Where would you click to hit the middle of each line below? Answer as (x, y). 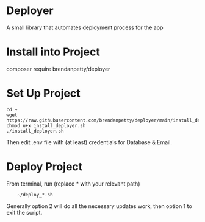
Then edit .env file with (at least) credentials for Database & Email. (89, 142)
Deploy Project (45, 167)
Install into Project (53, 52)
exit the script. (24, 212)
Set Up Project (43, 93)
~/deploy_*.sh (35, 195)
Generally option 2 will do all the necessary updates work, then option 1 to (99, 206)
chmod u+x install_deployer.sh (46, 125)
